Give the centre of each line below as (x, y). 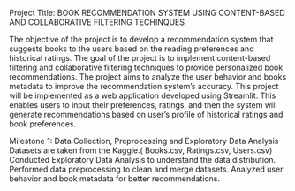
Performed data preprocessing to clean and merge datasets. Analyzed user (146, 169)
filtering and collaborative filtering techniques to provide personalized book (146, 67)
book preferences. (43, 124)
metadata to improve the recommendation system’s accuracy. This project (144, 86)
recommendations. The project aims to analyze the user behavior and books (148, 77)
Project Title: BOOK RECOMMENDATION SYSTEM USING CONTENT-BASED (147, 13)
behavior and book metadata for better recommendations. (115, 179)
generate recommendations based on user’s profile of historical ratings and (146, 115)
